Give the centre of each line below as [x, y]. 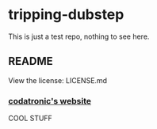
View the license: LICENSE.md [58, 80]
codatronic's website [50, 101]
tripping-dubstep [66, 15]
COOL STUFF [31, 118]
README [31, 61]
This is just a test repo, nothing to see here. [79, 36]
